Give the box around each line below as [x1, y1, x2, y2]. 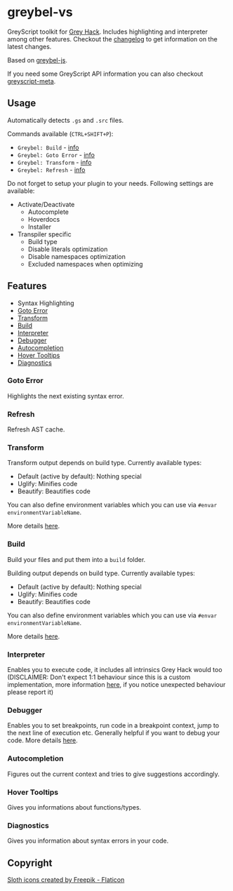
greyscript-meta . [7, 76, 56, 85]
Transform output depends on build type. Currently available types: [7, 459, 202, 467]
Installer [27, 222, 51, 231]
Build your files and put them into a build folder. [7, 555, 146, 563]
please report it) [7, 688, 54, 697]
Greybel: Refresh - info [17, 166, 86, 174]
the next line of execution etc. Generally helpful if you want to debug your [7, 729, 220, 737]
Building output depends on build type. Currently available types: [7, 569, 195, 577]
